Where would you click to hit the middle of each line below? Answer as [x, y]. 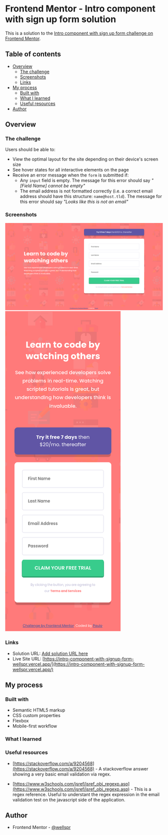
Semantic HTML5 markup [39, 710]
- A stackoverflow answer [122, 768]
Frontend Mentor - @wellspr [41, 827]
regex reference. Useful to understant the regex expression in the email [86, 794]
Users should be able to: [30, 149]
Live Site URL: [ [28, 658]
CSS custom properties [36, 715]
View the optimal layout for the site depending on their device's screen [85, 159]
